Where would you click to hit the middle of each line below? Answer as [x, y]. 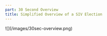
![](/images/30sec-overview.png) [39, 28]
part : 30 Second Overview [32, 10]
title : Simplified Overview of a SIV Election [54, 14]
